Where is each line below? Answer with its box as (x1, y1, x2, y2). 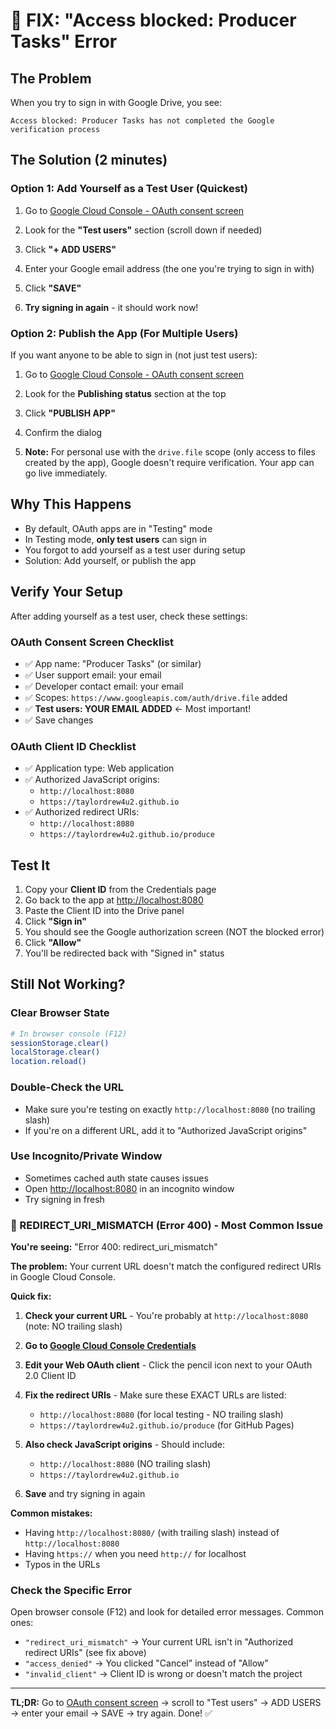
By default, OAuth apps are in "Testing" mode (24, 522, 213, 534)
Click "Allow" (24, 937, 82, 949)
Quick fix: (10, 1290, 52, 1303)
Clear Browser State (10, 1006, 110, 1020)
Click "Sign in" (24, 915, 87, 928)
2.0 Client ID (24, 1370, 77, 1382)
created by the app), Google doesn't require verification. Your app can (24, 456, 315, 468)
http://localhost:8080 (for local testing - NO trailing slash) (39, 1409, 284, 1421)
